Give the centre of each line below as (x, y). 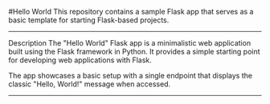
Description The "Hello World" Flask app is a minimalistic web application (130, 43)
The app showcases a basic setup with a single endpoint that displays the (131, 76)
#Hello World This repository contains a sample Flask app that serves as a (131, 12)
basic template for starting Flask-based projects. (89, 20)
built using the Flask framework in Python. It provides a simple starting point (134, 52)
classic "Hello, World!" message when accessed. (90, 84)
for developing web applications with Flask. (80, 60)
